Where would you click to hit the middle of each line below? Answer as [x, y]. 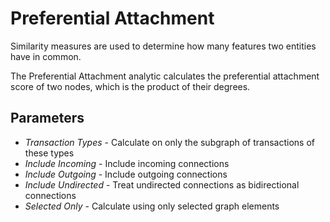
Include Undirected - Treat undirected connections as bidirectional [162, 184]
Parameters [47, 118]
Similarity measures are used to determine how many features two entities [163, 46]
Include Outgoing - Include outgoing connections [126, 174]
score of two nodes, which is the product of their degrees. [130, 86]
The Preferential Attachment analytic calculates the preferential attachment [165, 76]
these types [49, 153]
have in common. [46, 56]
